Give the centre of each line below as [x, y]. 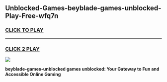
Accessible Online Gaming [33, 74]
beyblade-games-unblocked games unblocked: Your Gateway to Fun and [82, 69]
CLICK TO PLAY [24, 30]
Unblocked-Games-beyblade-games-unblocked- [83, 8]
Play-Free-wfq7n [32, 16]
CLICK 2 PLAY [22, 49]
